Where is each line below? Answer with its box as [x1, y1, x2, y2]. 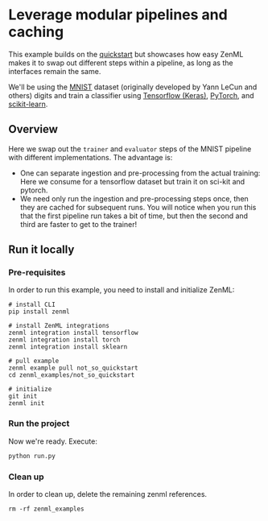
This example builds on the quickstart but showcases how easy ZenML [8, 49, 244, 59]
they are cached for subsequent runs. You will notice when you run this [19, 202, 257, 212]
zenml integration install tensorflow [8, 329, 138, 337]
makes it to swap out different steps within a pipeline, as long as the [8, 58, 233, 68]
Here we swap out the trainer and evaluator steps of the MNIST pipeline [8, 143, 252, 154]
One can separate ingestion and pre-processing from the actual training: [19, 167, 261, 178]
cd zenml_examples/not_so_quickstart [8, 371, 135, 379]
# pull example [8, 357, 60, 366]
